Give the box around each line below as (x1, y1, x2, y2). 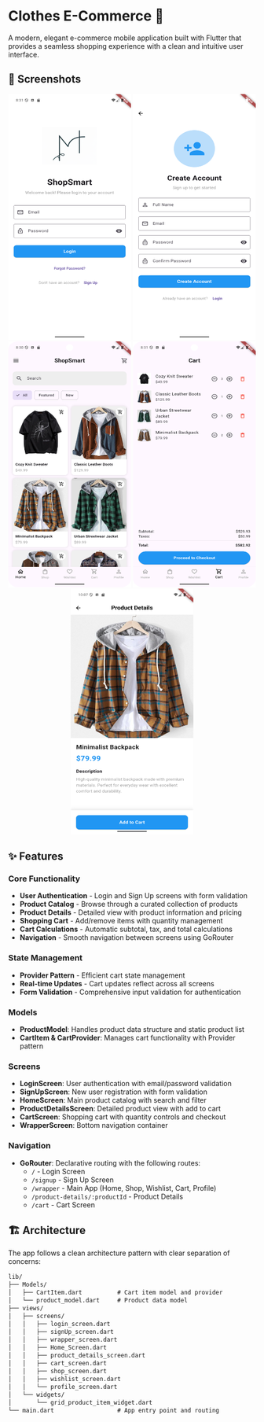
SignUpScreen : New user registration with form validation (19, 1087, 208, 1096)
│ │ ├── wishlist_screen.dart (8, 1376, 122, 1383)
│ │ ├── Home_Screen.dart (8, 1344, 108, 1352)
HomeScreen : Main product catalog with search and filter (19, 1096, 207, 1105)
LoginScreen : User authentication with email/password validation (19, 1079, 232, 1089)
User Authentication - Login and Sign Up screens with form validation (19, 891, 247, 901)
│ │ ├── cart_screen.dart (8, 1360, 108, 1368)
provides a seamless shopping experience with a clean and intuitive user (8, 41, 244, 50)
